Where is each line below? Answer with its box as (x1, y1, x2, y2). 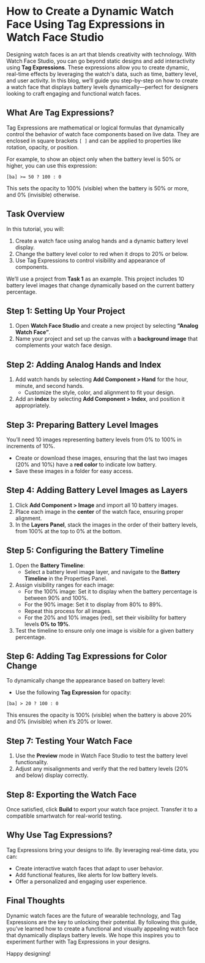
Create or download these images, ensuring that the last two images (15, 454, 188, 462)
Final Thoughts (6, 895, 65, 906)
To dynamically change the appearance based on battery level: (6, 677, 165, 684)
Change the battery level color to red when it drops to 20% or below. (15, 250, 188, 257)
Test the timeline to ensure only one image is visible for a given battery (15, 627, 194, 634)
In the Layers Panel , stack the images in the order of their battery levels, (15, 520, 198, 528)
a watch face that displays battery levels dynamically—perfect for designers (6, 83, 199, 90)
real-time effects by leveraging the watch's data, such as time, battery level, (6, 70, 198, 77)
